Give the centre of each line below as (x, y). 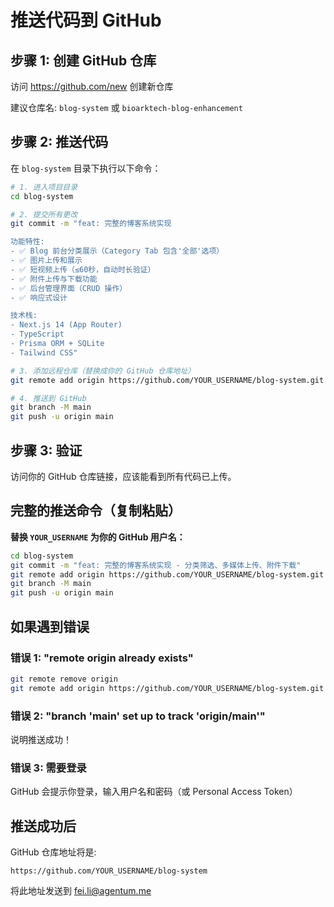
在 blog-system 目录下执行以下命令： (86, 168)
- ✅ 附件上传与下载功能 (54, 279)
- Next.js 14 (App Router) (66, 325)
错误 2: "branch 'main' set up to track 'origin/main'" (138, 716)
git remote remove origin (64, 679)
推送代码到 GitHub (86, 20)
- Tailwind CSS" (44, 352)
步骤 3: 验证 (46, 450)
